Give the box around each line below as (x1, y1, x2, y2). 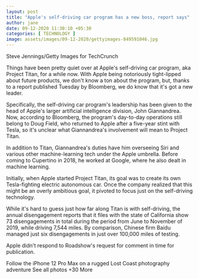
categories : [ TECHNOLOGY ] (6, 31, 76, 37)
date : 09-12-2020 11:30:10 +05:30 (6, 25, 92, 32)
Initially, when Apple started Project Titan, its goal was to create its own (6, 175, 181, 181)
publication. (6, 248, 35, 255)
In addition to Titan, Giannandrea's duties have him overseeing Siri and (6, 144, 179, 151)
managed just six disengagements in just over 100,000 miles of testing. (6, 230, 180, 237)
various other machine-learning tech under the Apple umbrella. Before (6, 151, 178, 158)
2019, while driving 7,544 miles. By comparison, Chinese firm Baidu (6, 224, 171, 231)
